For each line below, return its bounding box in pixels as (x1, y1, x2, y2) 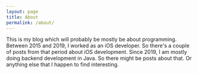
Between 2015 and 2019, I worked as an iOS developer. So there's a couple (6, 42, 190, 49)
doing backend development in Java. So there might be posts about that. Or (6, 54, 192, 62)
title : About (6, 14, 39, 20)
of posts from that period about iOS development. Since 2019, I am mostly (6, 49, 187, 56)
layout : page (6, 8, 39, 15)
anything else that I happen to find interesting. (6, 61, 119, 68)
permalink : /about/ (6, 20, 55, 25)
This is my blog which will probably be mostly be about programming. (6, 36, 177, 43)
